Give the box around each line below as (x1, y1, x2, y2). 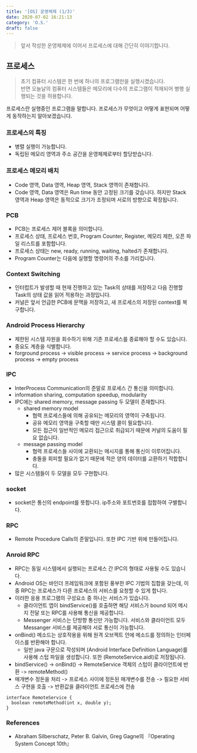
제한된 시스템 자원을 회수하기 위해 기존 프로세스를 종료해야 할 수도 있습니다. (14, 335, 188, 342)
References (6, 718, 40, 726)
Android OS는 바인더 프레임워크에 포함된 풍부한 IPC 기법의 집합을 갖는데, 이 (14, 580, 189, 587)
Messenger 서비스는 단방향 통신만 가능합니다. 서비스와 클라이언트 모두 (23, 616, 186, 623)
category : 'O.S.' (6, 19, 49, 25)
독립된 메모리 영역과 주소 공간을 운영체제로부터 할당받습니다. (14, 150, 153, 158)
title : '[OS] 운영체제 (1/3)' (6, 8, 75, 15)
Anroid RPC (6, 551, 40, 559)
